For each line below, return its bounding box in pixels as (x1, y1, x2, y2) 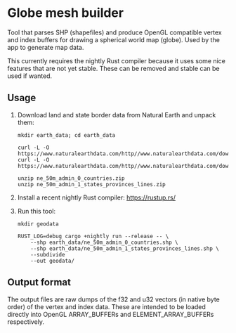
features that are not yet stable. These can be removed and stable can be (7, 64, 220, 72)
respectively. (7, 318, 44, 326)
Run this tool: (17, 207, 56, 215)
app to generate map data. (7, 43, 84, 51)
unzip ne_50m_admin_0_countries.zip (17, 174, 125, 182)
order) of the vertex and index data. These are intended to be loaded (7, 302, 206, 311)
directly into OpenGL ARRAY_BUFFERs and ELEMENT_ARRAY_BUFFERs (7, 310, 214, 318)
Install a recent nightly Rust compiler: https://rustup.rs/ (17, 193, 176, 202)
